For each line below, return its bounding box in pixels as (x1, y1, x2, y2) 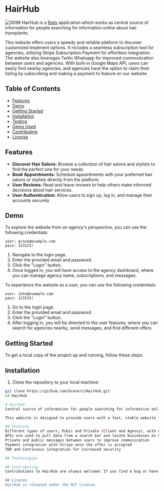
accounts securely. (12, 197, 51, 203)
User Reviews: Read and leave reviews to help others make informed (12, 182, 152, 187)
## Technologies (5, 455, 38, 461)
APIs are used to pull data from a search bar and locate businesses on (5, 433, 156, 438)
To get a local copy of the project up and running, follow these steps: (5, 352, 144, 358)
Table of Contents (5, 84, 61, 93)
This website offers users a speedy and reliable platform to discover (5, 39, 142, 45)
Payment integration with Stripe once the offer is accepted (5, 442, 132, 447)
